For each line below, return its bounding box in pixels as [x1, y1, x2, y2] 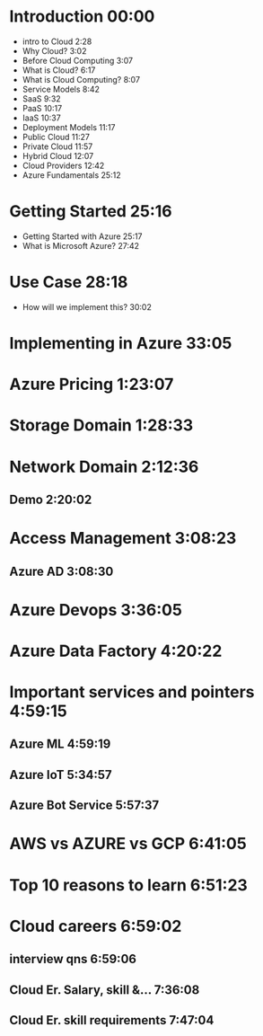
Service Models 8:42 [22, 84, 101, 94]
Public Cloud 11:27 [22, 131, 90, 142]
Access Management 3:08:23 [9, 528, 237, 549]
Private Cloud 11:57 [22, 141, 93, 152]
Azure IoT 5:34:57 [9, 766, 112, 783]
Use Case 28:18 [9, 272, 128, 293]
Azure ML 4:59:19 [9, 737, 111, 752]
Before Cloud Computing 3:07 [22, 55, 133, 66]
